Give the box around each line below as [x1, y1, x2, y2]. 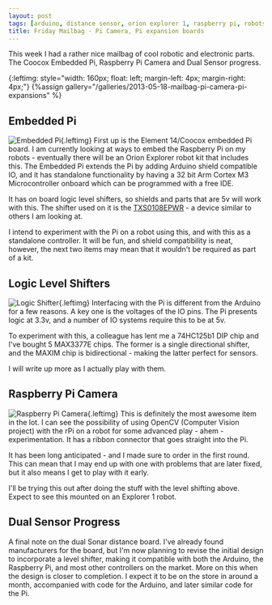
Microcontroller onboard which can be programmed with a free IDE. [8, 179, 234, 189]
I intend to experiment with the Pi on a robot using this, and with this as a [8, 228, 251, 237]
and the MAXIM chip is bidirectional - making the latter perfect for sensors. [8, 348, 258, 357]
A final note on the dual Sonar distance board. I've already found [8, 536, 224, 547]
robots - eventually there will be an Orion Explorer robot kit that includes [8, 153, 249, 163]
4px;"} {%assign [8, 82, 64, 92]
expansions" [8, 91, 50, 100]
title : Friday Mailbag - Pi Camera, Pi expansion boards [8, 27, 205, 35]
